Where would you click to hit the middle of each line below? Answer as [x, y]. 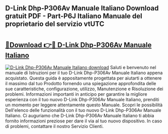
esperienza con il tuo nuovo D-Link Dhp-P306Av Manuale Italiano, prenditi [82, 99]
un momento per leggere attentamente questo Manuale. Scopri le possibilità [84, 105]
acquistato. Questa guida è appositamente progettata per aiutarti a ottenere [83, 78]
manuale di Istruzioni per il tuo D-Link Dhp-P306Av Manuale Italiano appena [84, 73]
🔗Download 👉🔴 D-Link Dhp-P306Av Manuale [78, 45]
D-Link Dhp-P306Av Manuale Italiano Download [82, 8]
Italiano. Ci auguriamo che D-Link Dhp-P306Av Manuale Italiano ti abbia [80, 116]
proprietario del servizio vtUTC [55, 24]
